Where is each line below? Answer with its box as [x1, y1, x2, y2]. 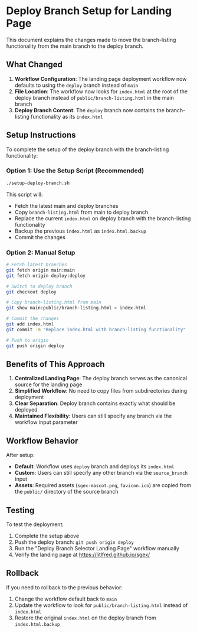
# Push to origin [6, 337, 49, 343]
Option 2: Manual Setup [6, 248, 75, 256]
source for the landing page [14, 381, 83, 388]
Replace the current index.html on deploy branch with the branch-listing [14, 214, 191, 222]
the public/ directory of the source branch [14, 488, 119, 495]
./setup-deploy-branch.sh [6, 180, 70, 186]
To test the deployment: [6, 521, 64, 528]
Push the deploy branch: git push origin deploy [14, 539, 134, 546]
